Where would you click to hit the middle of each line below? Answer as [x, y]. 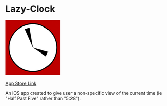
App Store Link [21, 83]
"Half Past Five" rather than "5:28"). [43, 98]
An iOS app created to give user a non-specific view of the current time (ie [84, 93]
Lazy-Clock [30, 9]
